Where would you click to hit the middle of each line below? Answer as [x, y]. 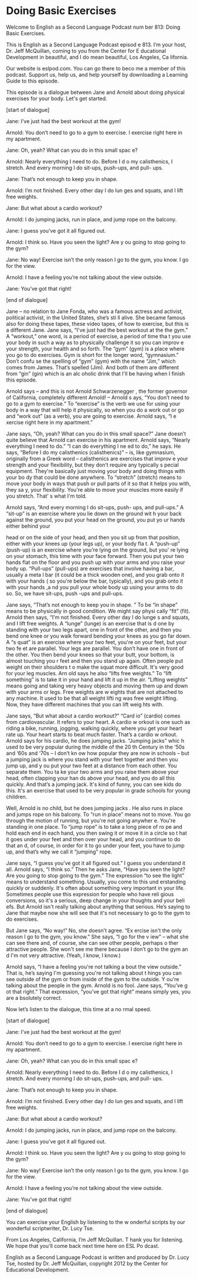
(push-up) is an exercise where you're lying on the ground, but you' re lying [97, 550]
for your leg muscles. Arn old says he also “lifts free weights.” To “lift [89, 673]
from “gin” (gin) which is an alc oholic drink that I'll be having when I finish [96, 373]
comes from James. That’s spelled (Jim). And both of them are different [93, 367]
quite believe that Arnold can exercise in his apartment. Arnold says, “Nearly [98, 440]
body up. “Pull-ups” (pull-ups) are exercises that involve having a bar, [90, 568]
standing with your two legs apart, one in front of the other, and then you [94, 630]
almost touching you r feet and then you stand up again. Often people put [95, 661]
